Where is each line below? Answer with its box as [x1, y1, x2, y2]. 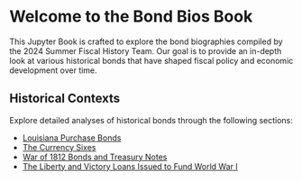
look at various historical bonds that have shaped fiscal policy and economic [9, 55, 294, 66]
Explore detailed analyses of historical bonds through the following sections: [9, 114, 293, 125]
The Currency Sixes [22, 141, 96, 152]
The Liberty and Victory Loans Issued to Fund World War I [22, 160, 239, 172]
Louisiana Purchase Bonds [22, 132, 122, 143]
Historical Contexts [9, 91, 121, 106]
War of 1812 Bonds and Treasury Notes [22, 151, 168, 162]
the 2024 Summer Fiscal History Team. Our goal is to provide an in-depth [9, 45, 282, 56]
